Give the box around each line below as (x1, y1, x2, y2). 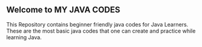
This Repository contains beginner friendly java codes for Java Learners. (6, 20, 189, 28)
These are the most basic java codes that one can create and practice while (6, 27, 196, 34)
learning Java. (6, 33, 42, 41)
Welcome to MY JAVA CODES (6, 5, 120, 15)
